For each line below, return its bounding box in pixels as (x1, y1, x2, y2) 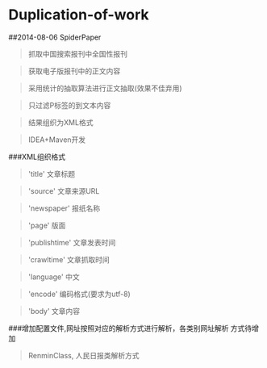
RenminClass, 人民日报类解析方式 (27, 350, 140, 360)
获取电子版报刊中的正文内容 (27, 66, 121, 76)
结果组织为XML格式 (27, 117, 94, 127)
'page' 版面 (27, 220, 66, 230)
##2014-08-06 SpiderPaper (8, 32, 102, 42)
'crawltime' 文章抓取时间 (27, 254, 111, 264)
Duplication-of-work (8, 6, 149, 24)
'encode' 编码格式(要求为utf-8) (27, 289, 131, 299)
